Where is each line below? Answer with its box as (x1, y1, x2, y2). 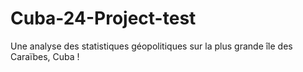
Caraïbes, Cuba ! (10, 50, 80, 62)
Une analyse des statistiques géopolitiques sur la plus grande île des (10, 40, 293, 52)
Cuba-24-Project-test (10, 7, 197, 30)
